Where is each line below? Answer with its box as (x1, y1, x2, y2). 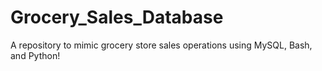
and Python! (10, 49, 61, 61)
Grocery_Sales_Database (10, 6, 224, 29)
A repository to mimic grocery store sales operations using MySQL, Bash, (10, 39, 313, 51)
